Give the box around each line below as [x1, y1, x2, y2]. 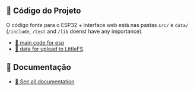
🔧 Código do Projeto [6, 6, 81, 16]
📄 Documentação [6, 62, 71, 72]
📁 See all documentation [14, 77, 75, 85]
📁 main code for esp [14, 39, 65, 46]
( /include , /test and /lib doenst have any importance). [6, 28, 144, 35]
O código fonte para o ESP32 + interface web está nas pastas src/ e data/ [6, 21, 189, 28]
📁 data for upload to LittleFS [14, 45, 84, 52]
